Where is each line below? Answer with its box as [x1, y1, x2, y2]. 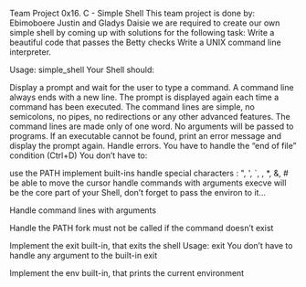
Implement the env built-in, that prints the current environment [9, 268, 245, 278]
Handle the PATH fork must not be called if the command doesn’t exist [9, 223, 274, 233]
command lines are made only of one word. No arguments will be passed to [9, 121, 294, 132]
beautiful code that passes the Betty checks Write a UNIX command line [9, 37, 281, 48]
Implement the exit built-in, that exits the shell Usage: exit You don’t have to [9, 240, 293, 250]
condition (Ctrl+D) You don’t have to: [9, 150, 148, 161]
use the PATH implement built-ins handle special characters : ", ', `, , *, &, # [9, 168, 290, 178]
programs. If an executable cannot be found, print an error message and [9, 131, 281, 141]
